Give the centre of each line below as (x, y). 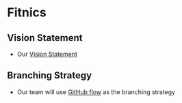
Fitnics (27, 13)
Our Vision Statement (47, 54)
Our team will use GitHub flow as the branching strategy (96, 92)
